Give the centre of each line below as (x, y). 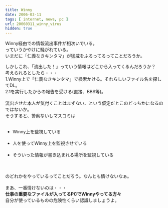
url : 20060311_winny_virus (33, 24)
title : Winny (19, 10)
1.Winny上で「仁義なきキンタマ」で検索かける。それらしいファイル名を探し (83, 79)
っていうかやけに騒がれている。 (38, 50)
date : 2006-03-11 (23, 15)
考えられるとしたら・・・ (32, 73)
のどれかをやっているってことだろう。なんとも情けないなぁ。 (68, 176)
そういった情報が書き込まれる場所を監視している (63, 155)
